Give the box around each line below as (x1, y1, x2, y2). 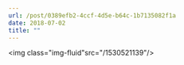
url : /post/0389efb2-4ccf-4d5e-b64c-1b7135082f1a (8, 11, 177, 20)
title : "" (8, 26, 41, 34)
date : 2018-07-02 (8, 19, 66, 27)
